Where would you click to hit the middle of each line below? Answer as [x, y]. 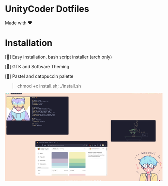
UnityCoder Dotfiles [47, 9]
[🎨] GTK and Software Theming [37, 66]
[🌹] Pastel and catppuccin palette [39, 76]
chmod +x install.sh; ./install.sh [49, 86]
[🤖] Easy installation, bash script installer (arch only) [59, 57]
